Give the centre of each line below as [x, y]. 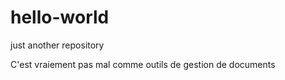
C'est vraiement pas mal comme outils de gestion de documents [143, 64]
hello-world [60, 17]
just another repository [57, 45]
